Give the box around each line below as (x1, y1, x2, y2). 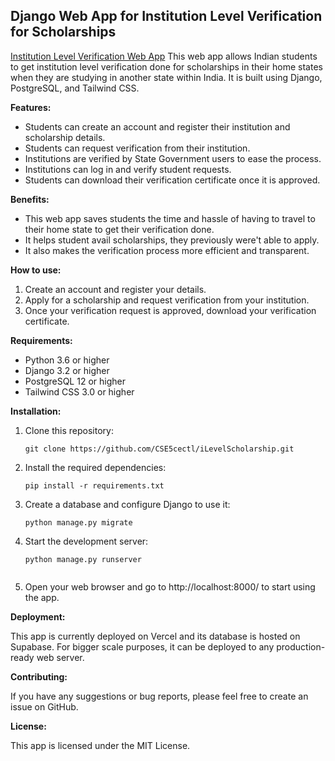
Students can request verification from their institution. (24, 142, 251, 154)
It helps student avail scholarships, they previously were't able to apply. (24, 234, 320, 246)
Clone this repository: (24, 424, 114, 436)
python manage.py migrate (24, 517, 133, 528)
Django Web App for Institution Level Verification (10, 8, 323, 25)
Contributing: (10, 670, 68, 683)
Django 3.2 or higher (24, 364, 110, 376)
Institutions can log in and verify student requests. (24, 163, 232, 175)
